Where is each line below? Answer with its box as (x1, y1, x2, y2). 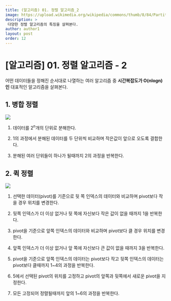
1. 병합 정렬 (5, 100, 38, 109)
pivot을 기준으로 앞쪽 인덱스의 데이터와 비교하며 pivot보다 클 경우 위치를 (12, 228, 156, 234)
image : (5, 12, 19, 17)
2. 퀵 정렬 (5, 169, 34, 178)
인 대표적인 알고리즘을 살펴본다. (5, 84, 68, 90)
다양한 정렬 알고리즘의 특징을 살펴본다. (7, 21, 78, 27)
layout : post (5, 31, 33, 36)
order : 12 (5, 36, 26, 41)
